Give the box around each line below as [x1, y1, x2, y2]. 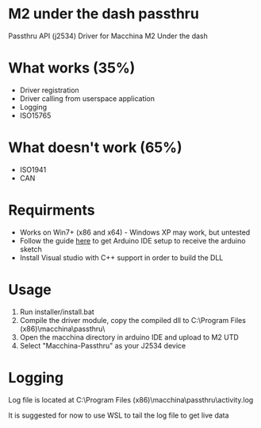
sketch [19, 244, 42, 254]
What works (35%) [8, 59, 136, 77]
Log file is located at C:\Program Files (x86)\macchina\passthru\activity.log [8, 395, 254, 404]
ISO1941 [19, 165, 47, 174]
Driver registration [19, 85, 79, 95]
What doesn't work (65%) [8, 138, 182, 157]
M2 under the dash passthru [8, 5, 200, 23]
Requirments [8, 201, 95, 219]
